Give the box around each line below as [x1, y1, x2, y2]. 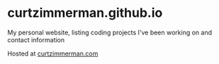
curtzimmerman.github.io [7, 5, 163, 21]
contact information [7, 35, 65, 44]
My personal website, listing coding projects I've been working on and [7, 28, 213, 37]
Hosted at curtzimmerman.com [7, 49, 99, 58]
